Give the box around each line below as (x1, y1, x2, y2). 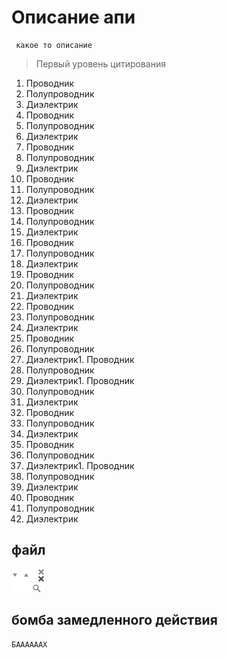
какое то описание (15, 40, 93, 50)
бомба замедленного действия (11, 612, 218, 629)
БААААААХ (11, 639, 48, 650)
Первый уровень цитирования (35, 57, 166, 70)
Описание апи (11, 6, 136, 29)
